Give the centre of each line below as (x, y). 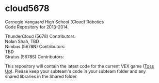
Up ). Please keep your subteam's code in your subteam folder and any (76, 71)
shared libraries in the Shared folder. (41, 76)
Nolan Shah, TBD (22, 41)
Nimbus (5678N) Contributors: (35, 46)
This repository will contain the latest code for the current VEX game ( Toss (79, 66)
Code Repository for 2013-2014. (37, 27)
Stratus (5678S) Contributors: (35, 56)
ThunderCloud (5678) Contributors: (40, 36)
